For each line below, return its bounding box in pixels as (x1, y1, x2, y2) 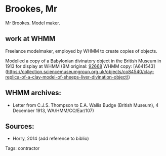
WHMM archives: (5, 89, 62, 97)
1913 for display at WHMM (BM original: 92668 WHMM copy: (5, 63, 133, 69)
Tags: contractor (5, 145, 40, 151)
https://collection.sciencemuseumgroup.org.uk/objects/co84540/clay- (7, 68, 154, 74)
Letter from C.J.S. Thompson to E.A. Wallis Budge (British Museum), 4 (12, 102, 159, 108)
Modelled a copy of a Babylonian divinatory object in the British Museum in (5, 58, 161, 64)
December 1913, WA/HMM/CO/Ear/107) (12, 107, 95, 113)
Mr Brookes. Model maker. (5, 20, 60, 26)
